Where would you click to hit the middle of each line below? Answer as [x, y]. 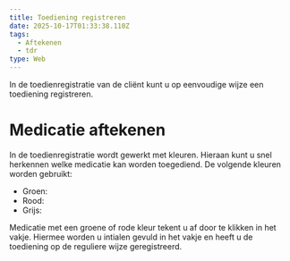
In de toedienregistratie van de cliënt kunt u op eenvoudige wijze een [136, 84]
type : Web [28, 59]
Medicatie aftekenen [87, 130]
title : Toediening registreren [68, 17]
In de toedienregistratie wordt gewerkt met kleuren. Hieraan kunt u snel [141, 155]
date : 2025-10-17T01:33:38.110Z [69, 26]
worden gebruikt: [41, 173]
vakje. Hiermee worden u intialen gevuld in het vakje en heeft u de [131, 237]
